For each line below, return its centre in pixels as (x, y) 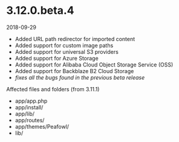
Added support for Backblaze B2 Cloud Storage (74, 71)
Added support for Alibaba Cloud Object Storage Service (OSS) (94, 65)
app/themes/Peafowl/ (42, 126)
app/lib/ (25, 114)
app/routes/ (30, 120)
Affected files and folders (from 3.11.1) (53, 89)
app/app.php (31, 101)
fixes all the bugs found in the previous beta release (80, 77)
